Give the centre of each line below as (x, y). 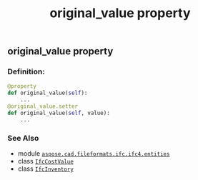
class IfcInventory (45, 169)
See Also (23, 138)
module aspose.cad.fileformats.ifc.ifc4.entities (94, 154)
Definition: (26, 71)
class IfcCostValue (45, 161)
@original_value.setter (43, 106)
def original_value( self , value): (59, 113)
